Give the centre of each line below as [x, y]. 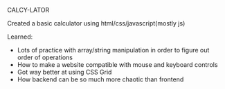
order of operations [45, 57]
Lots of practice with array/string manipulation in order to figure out [113, 50]
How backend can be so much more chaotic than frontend [100, 79]
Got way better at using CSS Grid [64, 72]
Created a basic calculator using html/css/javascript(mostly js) [96, 23]
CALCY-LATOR [28, 10]
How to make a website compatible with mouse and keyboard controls [117, 65]
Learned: [20, 37]
